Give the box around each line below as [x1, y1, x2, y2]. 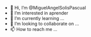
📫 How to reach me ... [10, 26, 57, 32]
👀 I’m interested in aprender [10, 10, 69, 16]
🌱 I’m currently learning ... [10, 15, 65, 21]
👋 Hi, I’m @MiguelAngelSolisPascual [10, 5, 86, 10]
